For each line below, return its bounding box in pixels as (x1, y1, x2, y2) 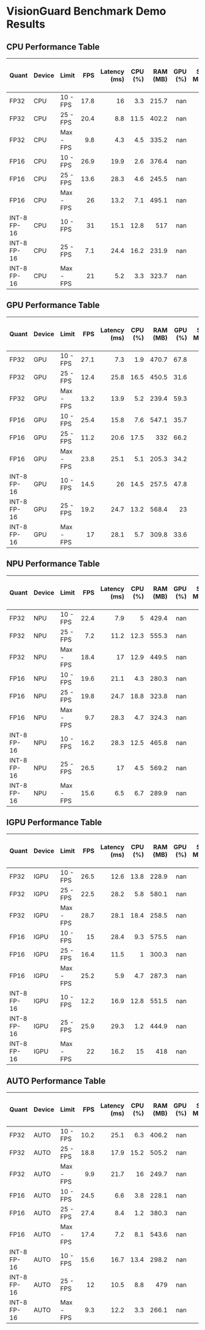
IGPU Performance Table (6, 817, 103, 828)
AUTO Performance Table (6, 1076, 106, 1086)
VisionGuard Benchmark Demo (6, 4, 167, 18)
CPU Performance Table (6, 42, 100, 52)
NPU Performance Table (6, 559, 100, 569)
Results (6, 17, 46, 31)
